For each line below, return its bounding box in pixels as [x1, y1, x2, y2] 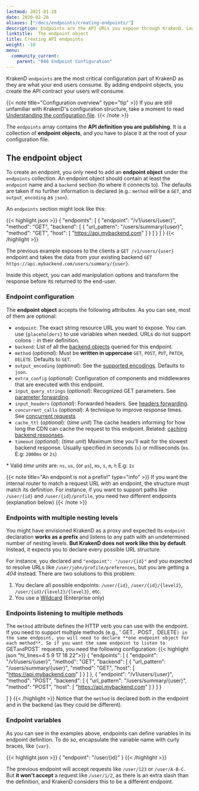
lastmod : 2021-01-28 [6, 8, 57, 15]
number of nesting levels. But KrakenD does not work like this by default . [6, 539, 188, 547]
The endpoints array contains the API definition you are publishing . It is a [6, 123, 187, 130]
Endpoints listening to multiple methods [6, 609, 123, 617]
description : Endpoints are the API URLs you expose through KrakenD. [6, 25, 184, 31]
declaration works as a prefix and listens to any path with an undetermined [6, 533, 190, 540]
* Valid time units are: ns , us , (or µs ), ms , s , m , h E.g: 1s [6, 462, 134, 469]
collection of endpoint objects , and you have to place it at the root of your [6, 129, 188, 137]
